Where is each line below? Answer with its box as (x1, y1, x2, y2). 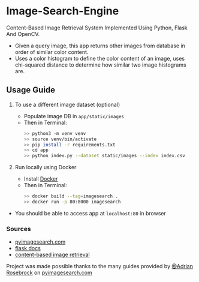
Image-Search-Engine (6, 4, 119, 18)
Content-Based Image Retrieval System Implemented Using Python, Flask (6, 24, 188, 31)
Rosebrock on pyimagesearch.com (6, 269, 92, 277)
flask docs (14, 245, 41, 252)
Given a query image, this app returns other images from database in (14, 42, 186, 49)
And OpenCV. (6, 30, 40, 37)
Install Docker (23, 175, 58, 182)
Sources (6, 224, 31, 233)
